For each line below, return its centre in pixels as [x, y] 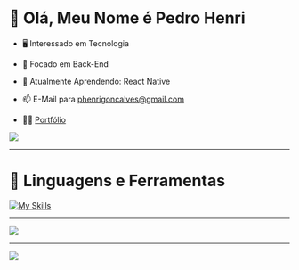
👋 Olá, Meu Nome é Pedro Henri [127, 18]
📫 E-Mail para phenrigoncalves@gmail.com [103, 99]
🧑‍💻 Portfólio [44, 119]
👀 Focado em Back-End [65, 64]
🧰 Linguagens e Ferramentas [117, 181]
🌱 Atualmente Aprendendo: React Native [96, 81]
